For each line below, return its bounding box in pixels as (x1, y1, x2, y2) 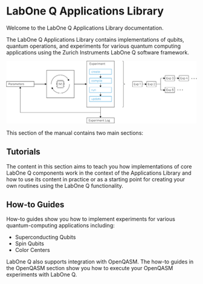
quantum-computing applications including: (6, 222, 115, 229)
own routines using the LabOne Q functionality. (6, 182, 124, 189)
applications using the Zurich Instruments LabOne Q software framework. (6, 48, 189, 56)
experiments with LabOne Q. (6, 271, 77, 279)
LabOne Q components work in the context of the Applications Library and (6, 169, 192, 176)
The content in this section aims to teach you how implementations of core (6, 163, 192, 170)
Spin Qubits (14, 240, 44, 247)
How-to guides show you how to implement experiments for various (6, 216, 175, 223)
